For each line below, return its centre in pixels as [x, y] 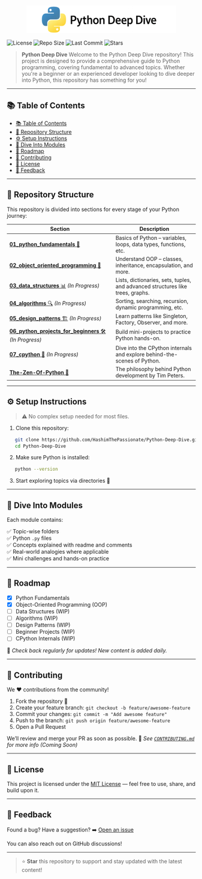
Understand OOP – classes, [149, 259]
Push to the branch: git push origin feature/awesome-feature [93, 720]
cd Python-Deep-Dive [40, 446]
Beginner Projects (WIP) [45, 632]
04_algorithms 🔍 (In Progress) [48, 304]
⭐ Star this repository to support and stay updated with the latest [102, 861]
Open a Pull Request [41, 727]
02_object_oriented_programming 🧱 [55, 265]
